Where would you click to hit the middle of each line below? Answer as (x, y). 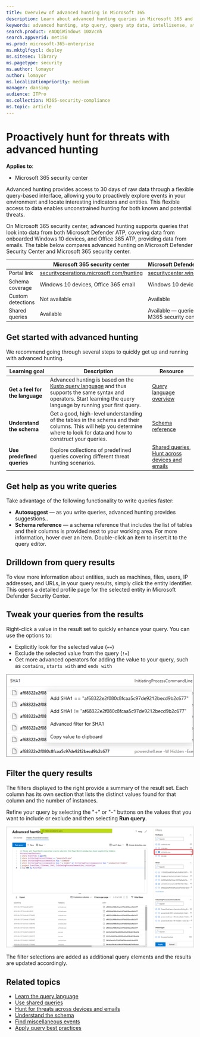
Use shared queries (39, 1002)
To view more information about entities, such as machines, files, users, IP (97, 577)
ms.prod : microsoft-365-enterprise (50, 44)
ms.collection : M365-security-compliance (58, 101)
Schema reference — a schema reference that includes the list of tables (103, 525)
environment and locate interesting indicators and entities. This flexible (93, 202)
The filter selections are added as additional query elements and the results (99, 957)
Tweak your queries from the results (75, 615)
